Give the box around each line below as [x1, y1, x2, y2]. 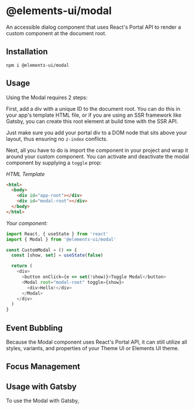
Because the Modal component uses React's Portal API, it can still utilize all [6, 338, 187, 345]
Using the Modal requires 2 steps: [6, 94, 88, 101]
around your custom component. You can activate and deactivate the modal [6, 153, 189, 160]
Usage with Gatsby [6, 381, 77, 391]
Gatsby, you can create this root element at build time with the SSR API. [6, 117, 179, 124]
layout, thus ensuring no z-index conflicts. [6, 135, 108, 142]
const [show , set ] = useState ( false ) [11, 252, 104, 259]
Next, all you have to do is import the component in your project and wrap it [6, 147, 189, 154]
